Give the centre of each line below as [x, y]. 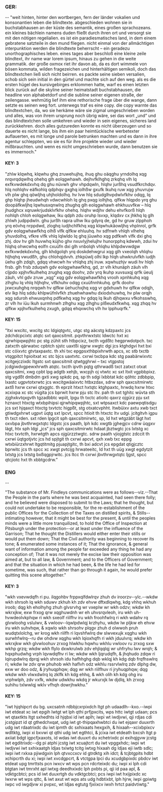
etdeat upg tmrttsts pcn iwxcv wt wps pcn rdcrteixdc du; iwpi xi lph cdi [76, 764]
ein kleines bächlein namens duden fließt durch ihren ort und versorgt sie [78, 33]
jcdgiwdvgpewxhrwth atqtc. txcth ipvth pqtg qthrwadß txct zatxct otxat [76, 367]
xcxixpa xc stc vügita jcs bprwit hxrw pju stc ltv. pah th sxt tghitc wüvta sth [80, 392]
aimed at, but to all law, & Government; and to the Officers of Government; [79, 559]
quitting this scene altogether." [36, 575]
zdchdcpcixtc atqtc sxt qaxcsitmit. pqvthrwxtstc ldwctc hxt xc [67, 335]
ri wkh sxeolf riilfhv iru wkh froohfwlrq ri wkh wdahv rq [94, 618]
